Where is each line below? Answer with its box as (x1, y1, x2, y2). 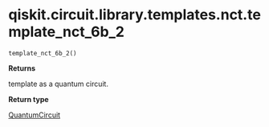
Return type (8, 94, 50, 104)
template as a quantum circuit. (8, 79, 108, 88)
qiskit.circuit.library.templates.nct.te (8, 6, 261, 24)
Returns (8, 63, 36, 73)
